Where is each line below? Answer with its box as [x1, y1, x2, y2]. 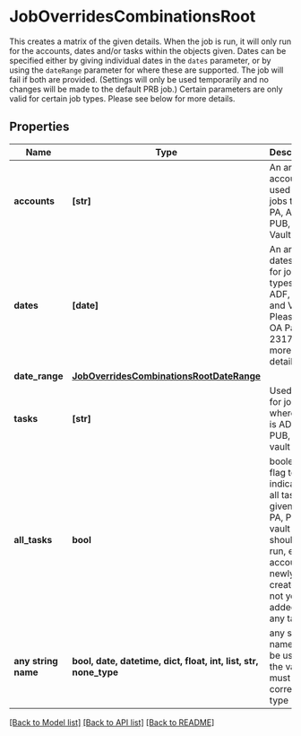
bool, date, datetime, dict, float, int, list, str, [71, 654, 259, 667]
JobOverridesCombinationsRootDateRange [71, 370, 262, 382]
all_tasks [13, 533, 53, 546]
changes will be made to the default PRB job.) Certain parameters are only [9, 83, 283, 94]
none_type [71, 666, 119, 679]
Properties [9, 119, 70, 135]
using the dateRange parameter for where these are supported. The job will [9, 65, 284, 75]
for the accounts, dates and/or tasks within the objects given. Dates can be [9, 45, 287, 56]
